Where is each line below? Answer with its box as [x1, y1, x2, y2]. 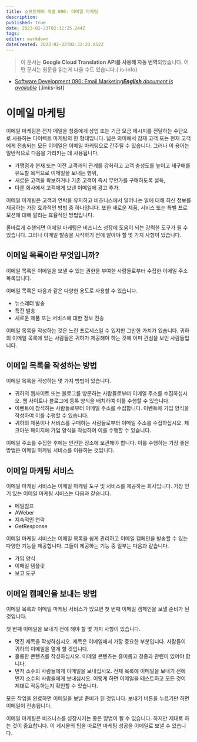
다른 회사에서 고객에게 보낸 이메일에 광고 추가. [14, 184, 121, 191]
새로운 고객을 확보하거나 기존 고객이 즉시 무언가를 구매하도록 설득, [14, 177, 166, 184]
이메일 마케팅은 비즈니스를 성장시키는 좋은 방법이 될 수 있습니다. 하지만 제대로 [6, 715, 183, 722]
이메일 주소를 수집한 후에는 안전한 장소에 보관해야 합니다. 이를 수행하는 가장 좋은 [6, 440, 190, 447]
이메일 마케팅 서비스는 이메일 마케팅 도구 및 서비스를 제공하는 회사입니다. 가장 [6, 483, 183, 490]
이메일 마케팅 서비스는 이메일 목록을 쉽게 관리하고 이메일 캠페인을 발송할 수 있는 [6, 535, 188, 542]
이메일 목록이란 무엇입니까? [6, 250, 100, 261]
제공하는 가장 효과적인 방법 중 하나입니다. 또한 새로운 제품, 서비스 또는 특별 [6, 204, 177, 211]
